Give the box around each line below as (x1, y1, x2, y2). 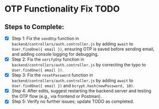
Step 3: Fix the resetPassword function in (11, 72, 93, 78)
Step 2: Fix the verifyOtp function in (11, 57, 84, 62)
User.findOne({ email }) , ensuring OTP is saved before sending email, (11, 46, 155, 52)
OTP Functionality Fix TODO (4, 3, 120, 15)
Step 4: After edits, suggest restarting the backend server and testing (11, 88, 152, 94)
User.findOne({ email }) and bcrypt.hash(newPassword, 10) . (11, 83, 135, 89)
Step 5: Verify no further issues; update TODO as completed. (11, 98, 135, 105)
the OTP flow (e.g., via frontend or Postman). (11, 93, 102, 99)
